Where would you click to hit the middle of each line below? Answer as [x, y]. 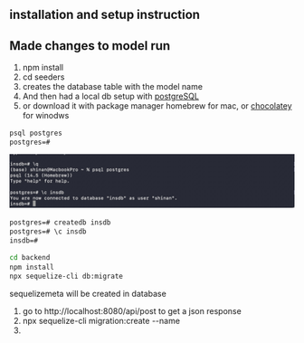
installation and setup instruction [105, 15]
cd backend [30, 257]
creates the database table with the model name [113, 87]
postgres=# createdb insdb [60, 222]
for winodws [46, 116]
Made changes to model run [90, 46]
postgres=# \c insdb [48, 231]
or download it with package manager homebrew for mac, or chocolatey [157, 106]
